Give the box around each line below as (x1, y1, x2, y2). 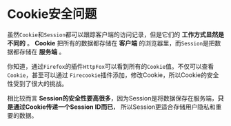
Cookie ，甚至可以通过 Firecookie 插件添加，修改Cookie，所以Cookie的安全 (7, 70, 219, 79)
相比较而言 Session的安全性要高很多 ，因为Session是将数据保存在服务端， (7, 94, 219, 102)
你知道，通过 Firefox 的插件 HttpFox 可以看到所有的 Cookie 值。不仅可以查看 (7, 62, 214, 70)
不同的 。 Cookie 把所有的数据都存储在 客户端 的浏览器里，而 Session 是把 (7, 39, 215, 47)
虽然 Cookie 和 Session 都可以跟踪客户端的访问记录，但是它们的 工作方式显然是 (7, 30, 225, 39)
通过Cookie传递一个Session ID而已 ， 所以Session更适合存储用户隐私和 (12, 103, 216, 111)
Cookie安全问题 (7, 6, 97, 22)
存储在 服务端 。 (19, 48, 66, 56)
